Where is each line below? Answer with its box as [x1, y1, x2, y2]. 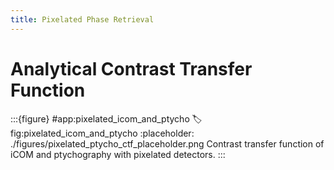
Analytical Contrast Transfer [10, 57, 253, 80]
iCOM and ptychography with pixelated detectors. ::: [10, 148, 226, 160]
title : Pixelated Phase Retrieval [10, 14, 155, 25]
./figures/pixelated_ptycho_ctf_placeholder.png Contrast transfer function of [10, 137, 325, 150]
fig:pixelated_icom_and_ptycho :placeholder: [10, 127, 195, 139]
